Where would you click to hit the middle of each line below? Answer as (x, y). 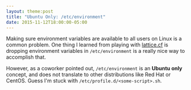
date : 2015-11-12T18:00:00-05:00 (47, 22)
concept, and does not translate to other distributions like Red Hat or (88, 75)
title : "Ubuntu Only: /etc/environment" (56, 17)
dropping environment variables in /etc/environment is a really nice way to (95, 51)
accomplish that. (26, 57)
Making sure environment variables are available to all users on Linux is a (94, 39)
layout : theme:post (30, 11)
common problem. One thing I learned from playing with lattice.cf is (87, 45)
